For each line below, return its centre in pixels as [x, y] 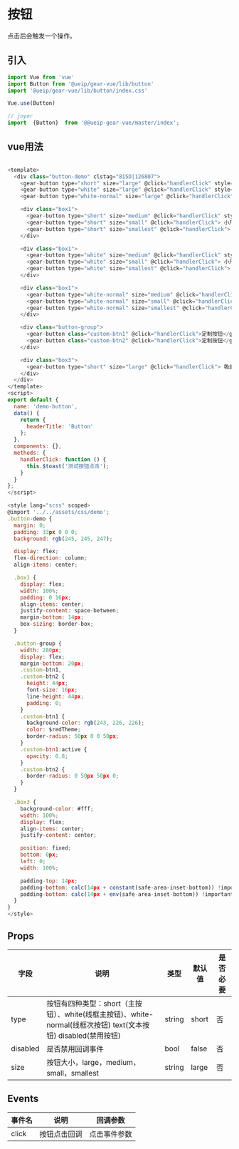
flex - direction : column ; [51, 558]
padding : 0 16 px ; [46, 597]
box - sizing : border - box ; [57, 624]
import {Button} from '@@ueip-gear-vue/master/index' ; [94, 123]
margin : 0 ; [30, 525]
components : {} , [38, 446]
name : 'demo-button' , [46, 406]
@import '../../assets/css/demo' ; [59, 512]
